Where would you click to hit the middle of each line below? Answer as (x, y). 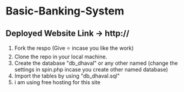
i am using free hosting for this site (57, 82)
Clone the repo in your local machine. (61, 57)
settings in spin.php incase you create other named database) (91, 69)
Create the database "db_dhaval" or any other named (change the (96, 63)
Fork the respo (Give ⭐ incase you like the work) (74, 48)
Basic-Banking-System (65, 11)
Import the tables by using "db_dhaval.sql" (67, 76)
